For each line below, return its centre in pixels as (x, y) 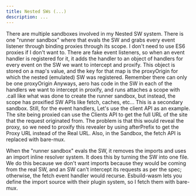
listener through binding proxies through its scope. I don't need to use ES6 (96, 46)
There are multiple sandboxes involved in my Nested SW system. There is (95, 33)
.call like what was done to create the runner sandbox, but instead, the (91, 96)
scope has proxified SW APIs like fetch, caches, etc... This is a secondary (94, 102)
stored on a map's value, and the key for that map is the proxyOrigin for (92, 71)
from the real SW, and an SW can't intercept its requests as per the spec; (94, 169)
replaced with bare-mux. (36, 139)
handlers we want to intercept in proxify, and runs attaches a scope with (93, 90)
